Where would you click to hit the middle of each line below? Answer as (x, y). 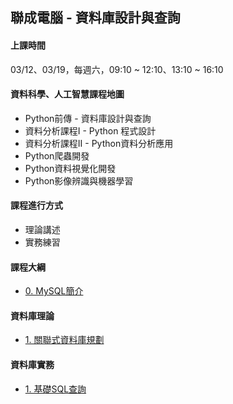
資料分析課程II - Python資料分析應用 (99, 143)
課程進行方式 (36, 205)
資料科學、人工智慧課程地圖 (67, 94)
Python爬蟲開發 (57, 155)
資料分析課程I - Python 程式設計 (90, 130)
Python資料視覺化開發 (70, 168)
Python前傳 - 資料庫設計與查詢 (88, 118)
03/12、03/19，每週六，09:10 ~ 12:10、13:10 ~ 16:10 (117, 69)
